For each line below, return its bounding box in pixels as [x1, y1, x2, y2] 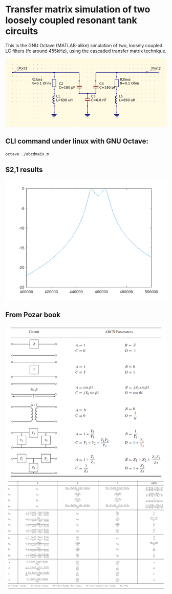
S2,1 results [5, 166, 43, 174]
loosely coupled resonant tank [5, 14, 137, 26]
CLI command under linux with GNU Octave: [5, 137, 148, 146]
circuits [5, 26, 38, 37]
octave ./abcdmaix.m [5, 151, 50, 157]
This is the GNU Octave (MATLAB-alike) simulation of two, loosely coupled [5, 42, 163, 48]
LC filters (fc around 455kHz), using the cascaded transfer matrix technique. [5, 48, 167, 54]
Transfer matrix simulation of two [5, 4, 150, 15]
